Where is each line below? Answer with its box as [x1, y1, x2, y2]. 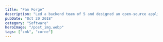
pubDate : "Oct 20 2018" [5, 16, 53, 21]
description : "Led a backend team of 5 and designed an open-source [5, 12, 147, 16]
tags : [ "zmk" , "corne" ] [5, 29, 53, 34]
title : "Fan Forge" [5, 7, 45, 12]
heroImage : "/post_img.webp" [5, 25, 64, 30]
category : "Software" [5, 20, 49, 26]
